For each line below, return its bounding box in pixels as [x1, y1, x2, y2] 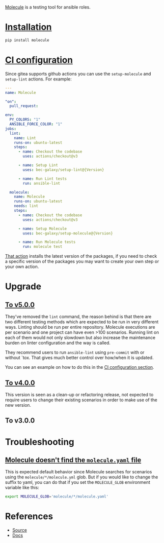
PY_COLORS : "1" [9, 117, 41, 122]
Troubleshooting [5, 436, 75, 447]
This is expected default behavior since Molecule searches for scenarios [5, 469, 152, 475]
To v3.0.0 [5, 417, 35, 425]
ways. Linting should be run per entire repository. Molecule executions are [5, 324, 156, 330]
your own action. [5, 264, 39, 270]
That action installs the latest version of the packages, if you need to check [5, 253, 157, 259]
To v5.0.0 [5, 301, 35, 309]
